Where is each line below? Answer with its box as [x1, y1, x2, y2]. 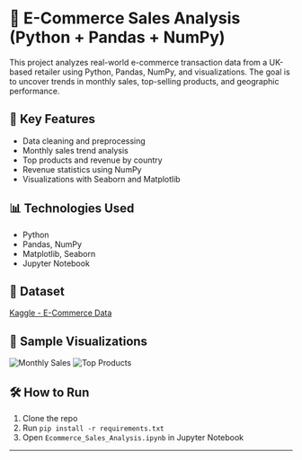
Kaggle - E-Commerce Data [9, 307, 112, 318]
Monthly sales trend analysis [22, 145, 129, 155]
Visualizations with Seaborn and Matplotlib [22, 173, 182, 184]
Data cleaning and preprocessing [22, 135, 146, 146]
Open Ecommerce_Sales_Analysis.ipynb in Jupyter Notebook [22, 432, 244, 443]
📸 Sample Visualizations [9, 333, 148, 349]
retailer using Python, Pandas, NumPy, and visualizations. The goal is [34, 66, 290, 77]
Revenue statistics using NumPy [22, 164, 142, 174]
